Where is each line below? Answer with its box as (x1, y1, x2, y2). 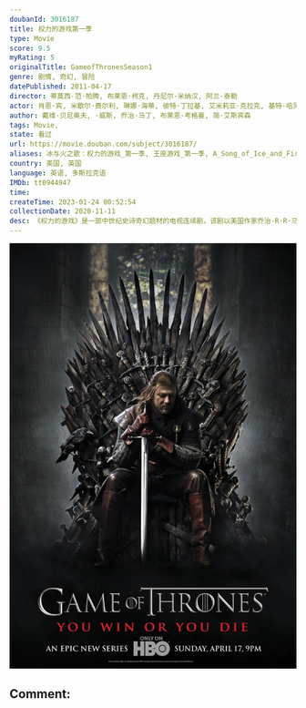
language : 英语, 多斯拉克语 (9, 169, 107, 178)
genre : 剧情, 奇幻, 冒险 (9, 73, 96, 82)
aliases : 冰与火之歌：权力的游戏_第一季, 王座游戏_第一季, (9, 149, 209, 159)
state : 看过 (9, 130, 52, 139)
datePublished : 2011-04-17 (9, 82, 112, 91)
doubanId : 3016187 (9, 15, 79, 24)
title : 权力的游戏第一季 (9, 24, 93, 34)
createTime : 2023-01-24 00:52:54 (9, 197, 137, 207)
